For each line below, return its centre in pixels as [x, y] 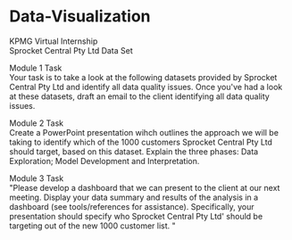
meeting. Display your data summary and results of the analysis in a [134, 197]
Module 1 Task [36, 68]
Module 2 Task [37, 123]
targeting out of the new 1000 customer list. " [92, 226]
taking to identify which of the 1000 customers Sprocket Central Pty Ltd [141, 142]
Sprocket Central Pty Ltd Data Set [71, 50]
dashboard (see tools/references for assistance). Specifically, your [132, 206]
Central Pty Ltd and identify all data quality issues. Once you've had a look [146, 87]
